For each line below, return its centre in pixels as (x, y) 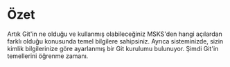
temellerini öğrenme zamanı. (48, 56)
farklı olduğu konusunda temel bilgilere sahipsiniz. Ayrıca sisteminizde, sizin (115, 41)
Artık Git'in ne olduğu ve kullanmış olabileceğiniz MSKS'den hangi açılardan (115, 34)
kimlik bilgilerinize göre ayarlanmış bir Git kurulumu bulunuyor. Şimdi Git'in (113, 48)
